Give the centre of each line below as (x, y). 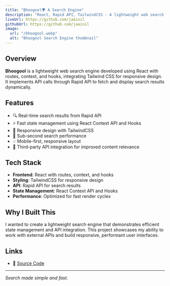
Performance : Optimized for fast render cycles (61, 196)
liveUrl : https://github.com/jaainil (45, 19)
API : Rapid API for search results (47, 186)
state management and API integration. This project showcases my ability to (84, 230)
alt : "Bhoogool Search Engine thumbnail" (54, 38)
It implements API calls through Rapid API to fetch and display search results (85, 81)
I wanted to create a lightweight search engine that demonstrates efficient (82, 224)
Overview (21, 59)
